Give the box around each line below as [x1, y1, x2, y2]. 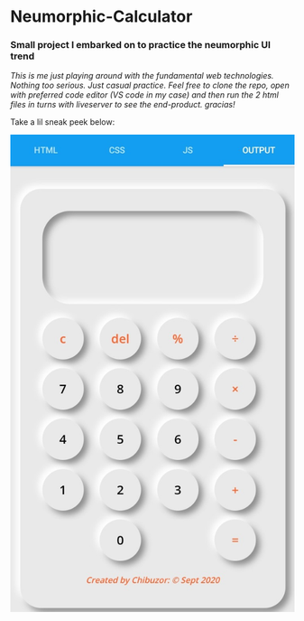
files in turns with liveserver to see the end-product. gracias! [10, 99, 235, 110]
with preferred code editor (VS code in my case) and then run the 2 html [10, 89, 279, 100]
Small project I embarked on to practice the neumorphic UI [10, 39, 272, 52]
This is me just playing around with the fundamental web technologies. [10, 71, 274, 81]
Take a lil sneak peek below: [10, 117, 115, 127]
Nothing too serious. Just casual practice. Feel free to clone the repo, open [10, 80, 290, 91]
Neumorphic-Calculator [10, 6, 193, 27]
